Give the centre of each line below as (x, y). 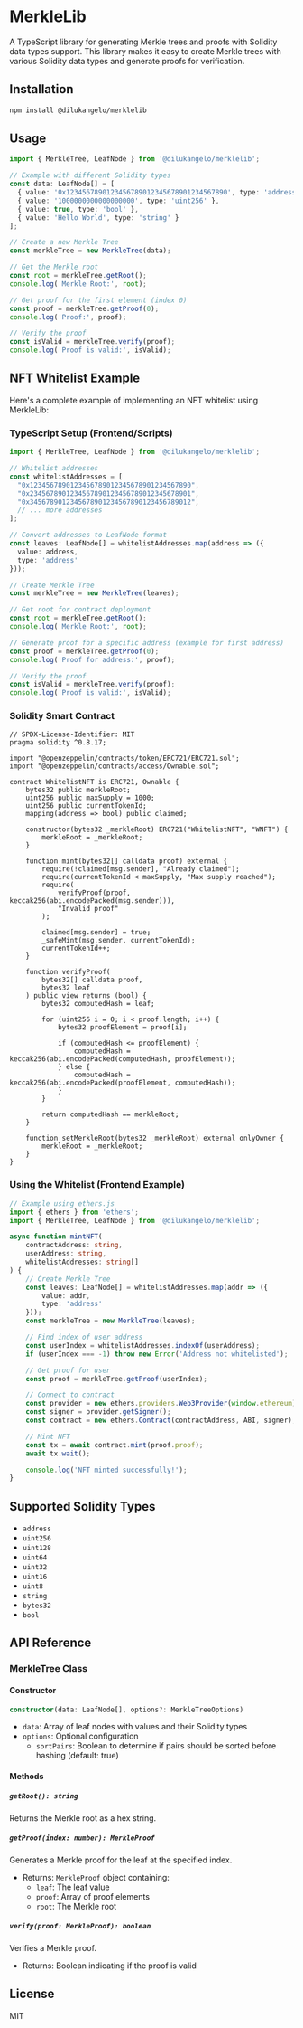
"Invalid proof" (88, 909)
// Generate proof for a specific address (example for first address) (147, 643)
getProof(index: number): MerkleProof (82, 1838)
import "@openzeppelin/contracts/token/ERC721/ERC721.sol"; (125, 758)
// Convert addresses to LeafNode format (88, 535)
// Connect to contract (70, 1395)
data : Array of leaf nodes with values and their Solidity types (135, 1727)
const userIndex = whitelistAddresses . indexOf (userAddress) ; (142, 1345)
